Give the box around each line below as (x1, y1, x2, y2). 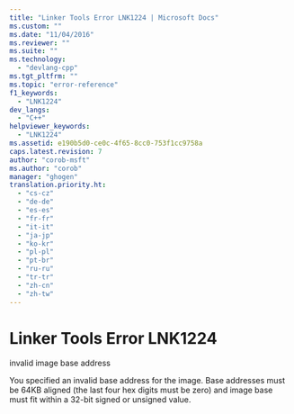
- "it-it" (17, 222, 54, 231)
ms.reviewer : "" (9, 38, 70, 48)
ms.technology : (9, 55, 67, 64)
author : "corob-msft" (9, 155, 91, 165)
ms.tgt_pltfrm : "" (9, 72, 78, 81)
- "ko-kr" (17, 239, 54, 248)
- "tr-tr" (17, 273, 54, 282)
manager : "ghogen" (9, 172, 78, 181)
